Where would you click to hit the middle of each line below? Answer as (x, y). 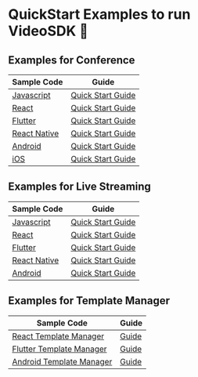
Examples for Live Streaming (79, 187)
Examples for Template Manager (89, 301)
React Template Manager (58, 336)
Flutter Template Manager (59, 349)
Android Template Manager (62, 361)
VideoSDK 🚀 (48, 31)
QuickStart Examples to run (99, 14)
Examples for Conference (72, 60)
